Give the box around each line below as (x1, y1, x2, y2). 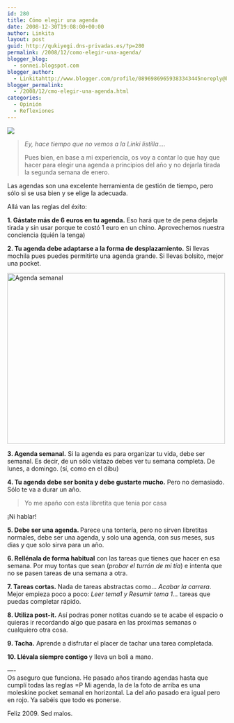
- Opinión (13, 101, 42, 108)
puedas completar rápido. (7, 597, 81, 605)
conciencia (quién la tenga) (7, 231, 86, 239)
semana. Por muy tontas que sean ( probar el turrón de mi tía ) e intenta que (7, 561, 223, 570)
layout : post (7, 36, 45, 43)
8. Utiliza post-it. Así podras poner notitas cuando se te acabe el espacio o (7, 611, 224, 619)
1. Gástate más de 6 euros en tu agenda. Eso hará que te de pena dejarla (7, 215, 218, 224)
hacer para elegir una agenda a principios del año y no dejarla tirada (24, 160, 221, 169)
